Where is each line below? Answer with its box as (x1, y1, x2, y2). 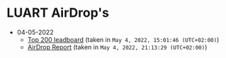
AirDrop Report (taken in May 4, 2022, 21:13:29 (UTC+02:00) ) (27, 43, 208, 51)
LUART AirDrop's (6, 5, 109, 21)
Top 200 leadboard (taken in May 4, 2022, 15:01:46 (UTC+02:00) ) (27, 35, 220, 43)
